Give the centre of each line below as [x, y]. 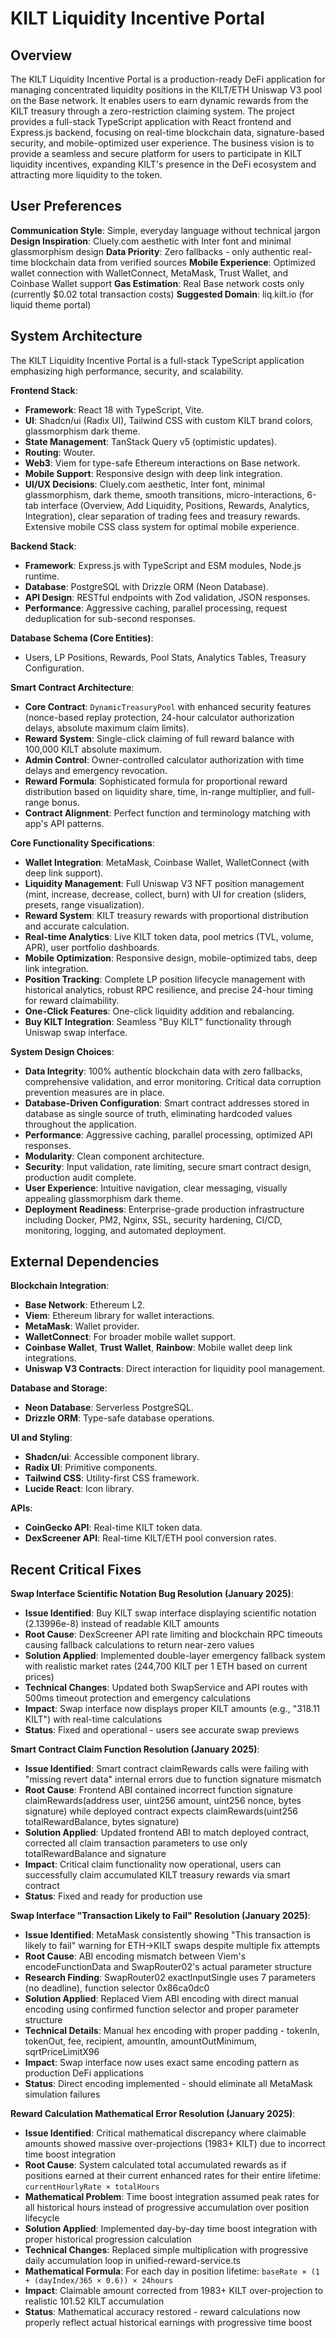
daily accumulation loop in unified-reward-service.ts [133, 2261]
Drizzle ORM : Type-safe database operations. [119, 1418]
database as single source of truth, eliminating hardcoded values [158, 1113]
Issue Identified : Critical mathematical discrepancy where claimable [165, 2133]
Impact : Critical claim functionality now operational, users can [153, 1864]
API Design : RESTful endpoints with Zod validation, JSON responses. [167, 597]
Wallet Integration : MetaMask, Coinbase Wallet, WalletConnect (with [167, 862]
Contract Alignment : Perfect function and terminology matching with [167, 813]
